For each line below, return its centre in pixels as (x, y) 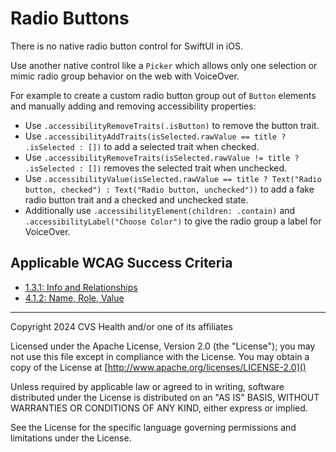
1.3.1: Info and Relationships (81, 287)
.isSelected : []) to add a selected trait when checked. (142, 146)
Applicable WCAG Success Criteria (121, 263)
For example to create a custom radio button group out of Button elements (163, 95)
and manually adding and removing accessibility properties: (133, 106)
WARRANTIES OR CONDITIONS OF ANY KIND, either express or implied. (159, 408)
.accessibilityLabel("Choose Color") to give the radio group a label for (173, 221)
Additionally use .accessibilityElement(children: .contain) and (160, 210)
